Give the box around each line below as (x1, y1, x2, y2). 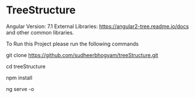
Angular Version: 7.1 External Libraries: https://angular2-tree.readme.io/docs (6, 23, 189, 30)
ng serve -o (6, 85, 34, 92)
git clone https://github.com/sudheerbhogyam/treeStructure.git (6, 51, 159, 58)
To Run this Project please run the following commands (6, 40, 139, 47)
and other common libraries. (6, 29, 74, 36)
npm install (6, 74, 33, 81)
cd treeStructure (6, 62, 46, 70)
